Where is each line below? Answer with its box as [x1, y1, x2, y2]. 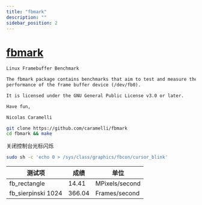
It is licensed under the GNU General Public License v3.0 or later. [6, 92, 185, 99]
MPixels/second [95, 179, 141, 188]
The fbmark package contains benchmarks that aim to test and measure [6, 76, 187, 83]
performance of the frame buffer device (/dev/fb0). [6, 82, 141, 88]
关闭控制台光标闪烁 [6, 142, 54, 150]
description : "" [6, 14, 47, 20]
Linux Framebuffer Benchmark [6, 65, 79, 72]
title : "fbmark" [6, 8, 47, 15]
